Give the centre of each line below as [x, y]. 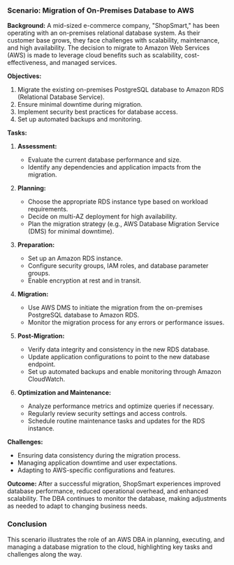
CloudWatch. [46, 379]
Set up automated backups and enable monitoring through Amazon [124, 372]
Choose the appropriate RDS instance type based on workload [118, 202]
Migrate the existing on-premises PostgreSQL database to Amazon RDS [120, 90]
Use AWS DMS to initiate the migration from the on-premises [115, 308]
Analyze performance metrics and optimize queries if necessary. [121, 406]
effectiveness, [28, 63]
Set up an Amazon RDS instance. [75, 258]
